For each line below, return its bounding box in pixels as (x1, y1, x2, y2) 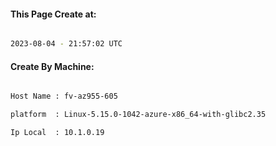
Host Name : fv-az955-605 (10, 91, 118, 102)
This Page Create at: (10, 8, 97, 20)
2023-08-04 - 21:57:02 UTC (10, 39, 123, 49)
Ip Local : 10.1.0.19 (10, 128, 105, 138)
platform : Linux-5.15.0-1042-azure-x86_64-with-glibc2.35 (10, 110, 267, 120)
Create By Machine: (10, 60, 95, 72)
